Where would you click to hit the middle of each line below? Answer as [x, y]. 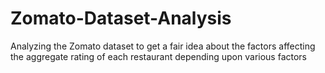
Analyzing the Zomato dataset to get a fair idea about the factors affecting [163, 46]
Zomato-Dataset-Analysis [121, 18]
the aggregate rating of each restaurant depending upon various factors [158, 56]
